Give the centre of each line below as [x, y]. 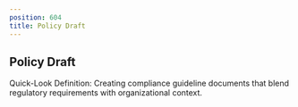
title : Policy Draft [48, 26]
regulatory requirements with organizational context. [106, 93]
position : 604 [36, 17]
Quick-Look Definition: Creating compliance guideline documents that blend [149, 83]
